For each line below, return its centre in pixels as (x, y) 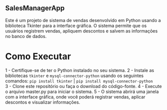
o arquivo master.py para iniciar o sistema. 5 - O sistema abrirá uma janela (82, 91)
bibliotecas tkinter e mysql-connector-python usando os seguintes (74, 75)
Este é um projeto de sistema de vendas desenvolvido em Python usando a (83, 20)
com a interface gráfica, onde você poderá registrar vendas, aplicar (75, 96)
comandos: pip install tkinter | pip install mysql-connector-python (79, 81)
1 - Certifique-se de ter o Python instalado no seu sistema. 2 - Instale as (80, 70)
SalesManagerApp (35, 8)
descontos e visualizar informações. (43, 102)
